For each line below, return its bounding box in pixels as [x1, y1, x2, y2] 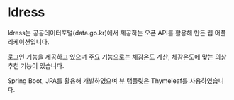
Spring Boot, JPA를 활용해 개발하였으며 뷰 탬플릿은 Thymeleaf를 [7, 76, 189, 85]
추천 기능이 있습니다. [7, 61, 65, 70]
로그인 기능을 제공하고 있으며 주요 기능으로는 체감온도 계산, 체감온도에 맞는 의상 [7, 52, 227, 61]
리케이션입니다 [7, 37, 48, 46]
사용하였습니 [189, 76, 225, 85]
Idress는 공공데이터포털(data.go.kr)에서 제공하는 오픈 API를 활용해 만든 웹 [7, 28, 213, 37]
